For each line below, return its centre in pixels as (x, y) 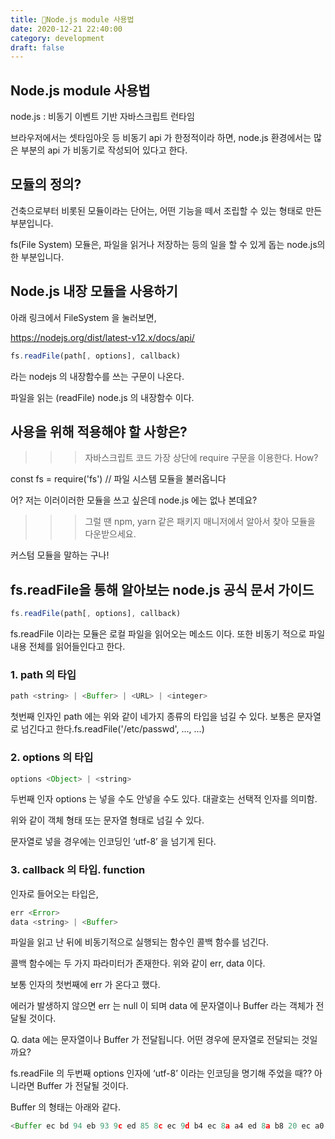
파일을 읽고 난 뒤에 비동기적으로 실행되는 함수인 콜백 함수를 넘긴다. (139, 942)
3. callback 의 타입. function (78, 870)
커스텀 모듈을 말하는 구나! (60, 555)
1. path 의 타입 (43, 674)
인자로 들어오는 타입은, (54, 893)
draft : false (37, 47)
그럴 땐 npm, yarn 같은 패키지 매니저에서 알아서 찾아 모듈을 (200, 522)
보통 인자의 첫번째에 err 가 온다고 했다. (85, 985)
